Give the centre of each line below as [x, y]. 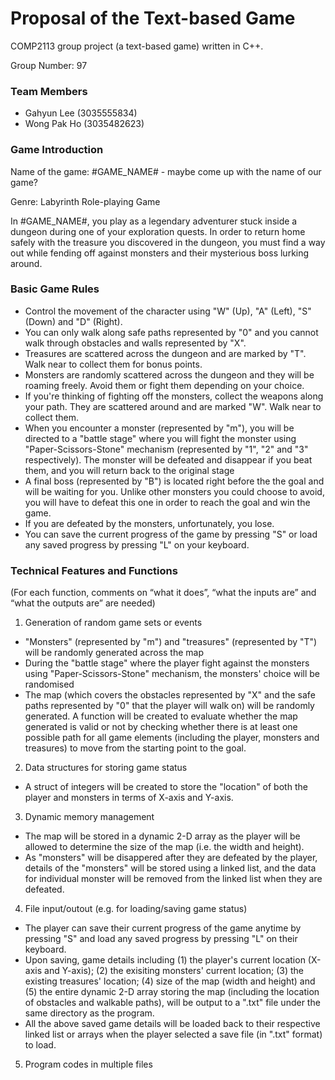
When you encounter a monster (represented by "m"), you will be [159, 428]
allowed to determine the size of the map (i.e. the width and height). [164, 847]
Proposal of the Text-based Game [153, 18]
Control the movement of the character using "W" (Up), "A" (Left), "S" [168, 311]
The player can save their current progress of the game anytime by [163, 928]
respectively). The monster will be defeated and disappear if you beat [168, 459]
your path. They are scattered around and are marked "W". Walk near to [173, 406]
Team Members [49, 91]
